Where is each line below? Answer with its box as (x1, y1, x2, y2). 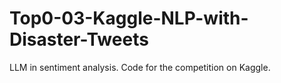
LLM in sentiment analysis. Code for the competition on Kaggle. (9, 61, 271, 73)
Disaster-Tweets (9, 28, 149, 51)
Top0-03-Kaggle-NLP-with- (9, 7, 249, 30)
